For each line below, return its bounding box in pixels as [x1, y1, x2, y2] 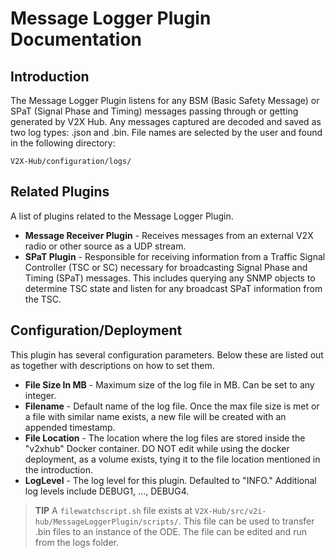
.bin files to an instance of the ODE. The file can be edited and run [34, 525, 307, 537]
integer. [24, 389, 57, 401]
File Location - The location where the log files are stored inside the [24, 432, 306, 444]
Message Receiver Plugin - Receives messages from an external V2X [24, 229, 314, 241]
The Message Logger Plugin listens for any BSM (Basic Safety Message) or [10, 95, 320, 106]
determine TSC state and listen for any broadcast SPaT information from [24, 282, 323, 294]
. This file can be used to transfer [178, 515, 315, 527]
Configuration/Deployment [10, 322, 183, 339]
